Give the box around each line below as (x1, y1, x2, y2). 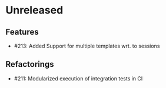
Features (5, 27, 39, 37)
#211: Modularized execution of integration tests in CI (14, 75, 143, 82)
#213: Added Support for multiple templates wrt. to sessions (14, 42, 160, 49)
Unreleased (5, 4, 64, 17)
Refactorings (5, 59, 54, 69)
